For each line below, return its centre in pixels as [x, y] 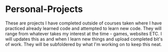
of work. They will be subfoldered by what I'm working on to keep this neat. [84, 44]
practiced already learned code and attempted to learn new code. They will [83, 28]
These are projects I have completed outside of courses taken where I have [84, 23]
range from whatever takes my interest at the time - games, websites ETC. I [84, 33]
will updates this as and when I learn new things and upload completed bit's [84, 39]
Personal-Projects [44, 9]
